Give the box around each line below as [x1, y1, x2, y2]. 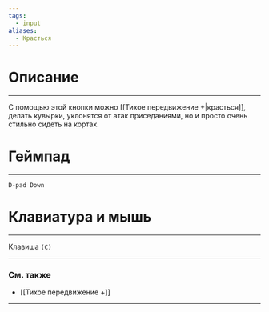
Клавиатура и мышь [8, 208, 152, 226]
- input [15, 19, 42, 27]
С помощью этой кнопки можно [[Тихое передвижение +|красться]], [8, 102, 247, 112]
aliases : [8, 26, 38, 34]
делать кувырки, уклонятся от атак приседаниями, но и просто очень [8, 111, 248, 121]
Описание [8, 69, 79, 86]
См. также [8, 269, 51, 280]
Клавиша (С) [8, 242, 52, 252]
